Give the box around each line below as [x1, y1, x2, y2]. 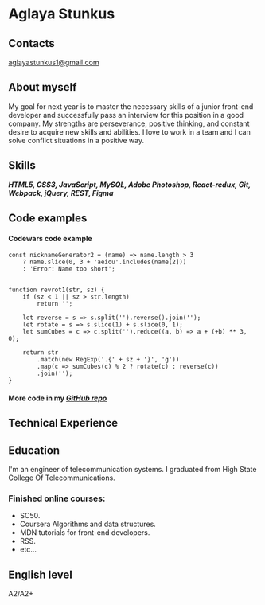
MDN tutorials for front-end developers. [19, 528, 150, 537]
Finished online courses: [8, 493, 106, 504]
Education [8, 443, 60, 457]
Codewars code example [8, 233, 93, 243]
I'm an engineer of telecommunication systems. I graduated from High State [8, 465, 257, 474]
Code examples [8, 212, 88, 225]
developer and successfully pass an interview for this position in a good [8, 110, 244, 119]
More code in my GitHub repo [8, 393, 107, 403]
